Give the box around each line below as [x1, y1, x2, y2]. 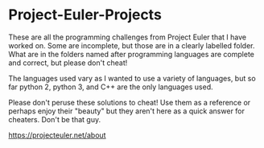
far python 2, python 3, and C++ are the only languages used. [8, 82, 213, 92]
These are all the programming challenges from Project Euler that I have [8, 32, 247, 42]
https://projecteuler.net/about [8, 130, 106, 140]
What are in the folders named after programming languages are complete [8, 49, 255, 59]
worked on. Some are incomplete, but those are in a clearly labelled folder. [8, 40, 255, 50]
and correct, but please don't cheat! [8, 58, 128, 68]
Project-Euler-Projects [8, 6, 163, 24]
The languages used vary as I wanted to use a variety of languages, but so [8, 73, 256, 83]
